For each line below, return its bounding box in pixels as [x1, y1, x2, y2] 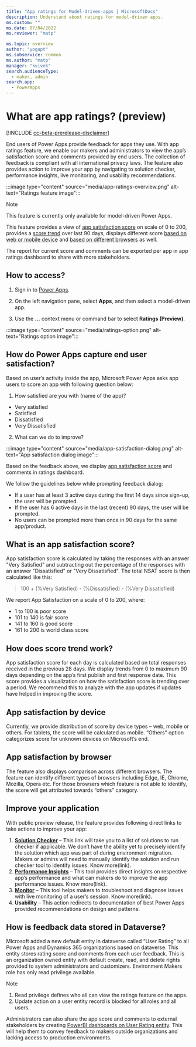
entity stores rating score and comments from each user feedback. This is [6, 950, 185, 957]
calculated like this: [6, 574, 53, 581]
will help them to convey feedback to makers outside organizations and [6, 1028, 178, 1035]
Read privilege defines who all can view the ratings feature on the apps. [14, 992, 188, 999]
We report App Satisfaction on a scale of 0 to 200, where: [6, 597, 145, 604]
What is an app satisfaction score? [6, 539, 135, 549]
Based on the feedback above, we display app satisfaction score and [6, 462, 173, 469]
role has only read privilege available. [6, 969, 97, 976]
